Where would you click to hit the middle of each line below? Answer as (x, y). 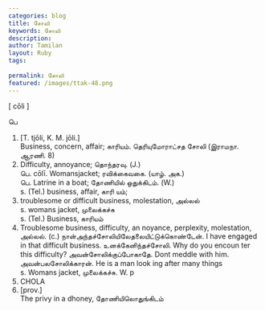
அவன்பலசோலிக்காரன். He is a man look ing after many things (121, 263)
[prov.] (31, 289)
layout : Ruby (30, 53)
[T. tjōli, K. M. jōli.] (50, 137)
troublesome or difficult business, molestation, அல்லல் (110, 200)
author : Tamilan (35, 46)
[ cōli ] (19, 106)
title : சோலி (29, 23)
